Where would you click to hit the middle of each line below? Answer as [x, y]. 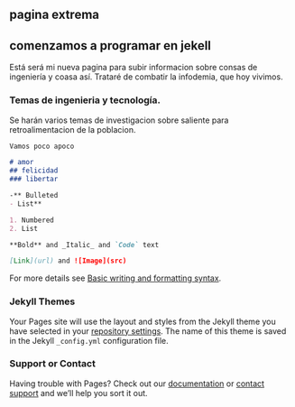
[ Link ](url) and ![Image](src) [68, 261]
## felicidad [34, 171]
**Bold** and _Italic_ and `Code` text [84, 245]
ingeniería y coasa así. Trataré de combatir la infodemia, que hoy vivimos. [146, 77]
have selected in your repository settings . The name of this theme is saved [148, 331]
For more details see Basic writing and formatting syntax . [115, 278]
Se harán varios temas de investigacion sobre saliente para [119, 120]
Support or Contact [53, 364]
